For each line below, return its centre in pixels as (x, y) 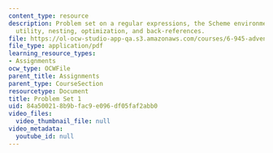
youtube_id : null (45, 136)
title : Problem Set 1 (45, 99)
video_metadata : (36, 129)
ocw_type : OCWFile (39, 69)
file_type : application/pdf (56, 46)
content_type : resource (49, 16)
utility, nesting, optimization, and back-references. (110, 31)
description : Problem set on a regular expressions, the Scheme (119, 23)
